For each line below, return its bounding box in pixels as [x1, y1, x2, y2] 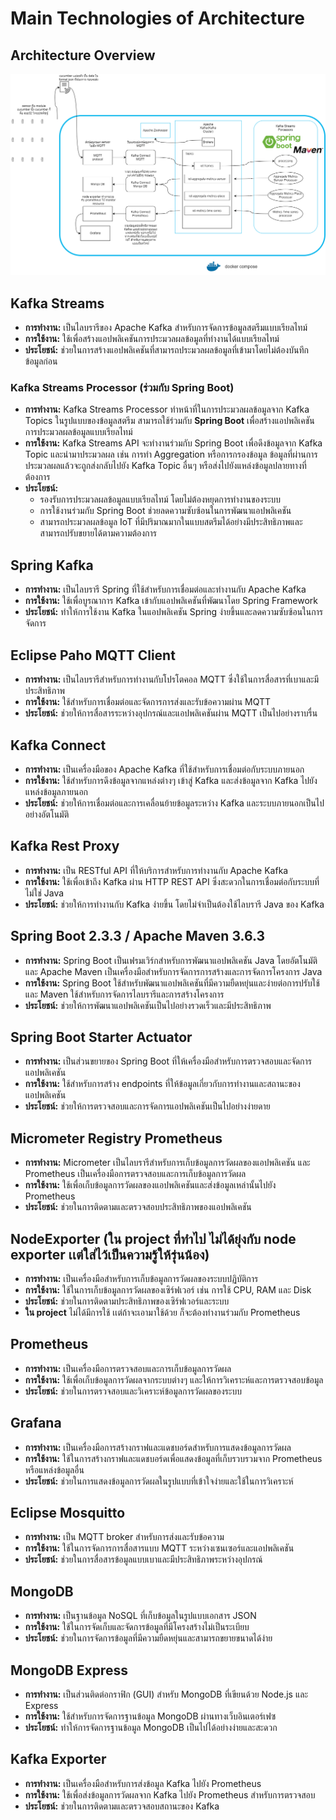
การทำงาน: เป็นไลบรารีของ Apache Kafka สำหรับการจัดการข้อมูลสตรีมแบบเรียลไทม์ [24, 322, 308, 334]
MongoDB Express [10, 1662, 128, 1679]
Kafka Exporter [10, 1751, 107, 1768]
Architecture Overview [10, 47, 156, 64]
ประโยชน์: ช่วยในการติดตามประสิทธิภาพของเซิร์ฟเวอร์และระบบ [24, 1295, 230, 1307]
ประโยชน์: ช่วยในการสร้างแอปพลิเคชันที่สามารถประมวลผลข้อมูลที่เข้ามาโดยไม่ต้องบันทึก [24, 344, 309, 356]
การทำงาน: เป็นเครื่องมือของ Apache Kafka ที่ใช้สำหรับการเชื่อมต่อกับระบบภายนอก [24, 763, 305, 775]
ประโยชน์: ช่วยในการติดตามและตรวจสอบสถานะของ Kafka [24, 1800, 220, 1812]
